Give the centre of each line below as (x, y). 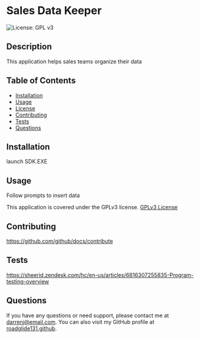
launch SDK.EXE (27, 162)
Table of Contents (41, 81)
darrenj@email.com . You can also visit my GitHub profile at (80, 322)
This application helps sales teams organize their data (74, 61)
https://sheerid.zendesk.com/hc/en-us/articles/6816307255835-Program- (100, 275)
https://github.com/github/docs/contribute (60, 241)
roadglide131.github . (31, 328)
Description (29, 47)
